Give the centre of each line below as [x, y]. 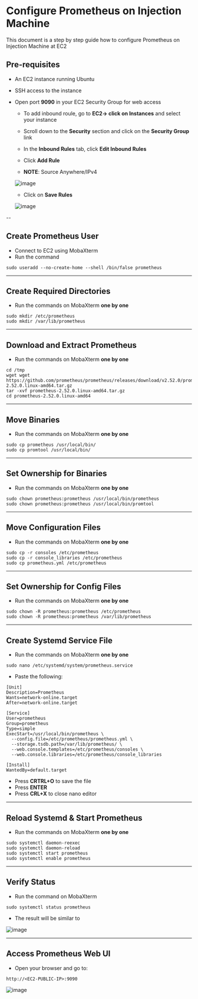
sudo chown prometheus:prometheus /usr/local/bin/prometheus [83, 499]
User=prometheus [26, 719]
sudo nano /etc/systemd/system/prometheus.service [70, 666]
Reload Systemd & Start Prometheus [74, 818]
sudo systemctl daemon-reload [43, 848]
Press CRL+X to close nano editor [56, 794]
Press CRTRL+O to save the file [53, 781]
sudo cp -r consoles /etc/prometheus [52, 552]
